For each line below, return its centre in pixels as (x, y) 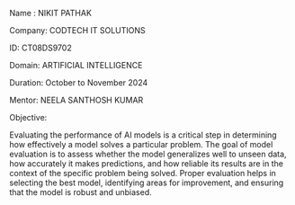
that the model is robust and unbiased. (80, 192)
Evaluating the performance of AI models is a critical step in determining (143, 135)
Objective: (28, 117)
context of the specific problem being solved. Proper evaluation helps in (143, 173)
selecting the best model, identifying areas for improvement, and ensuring (147, 183)
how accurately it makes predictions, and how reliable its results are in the (146, 164)
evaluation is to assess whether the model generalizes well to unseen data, (148, 154)
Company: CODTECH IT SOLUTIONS (77, 30)
